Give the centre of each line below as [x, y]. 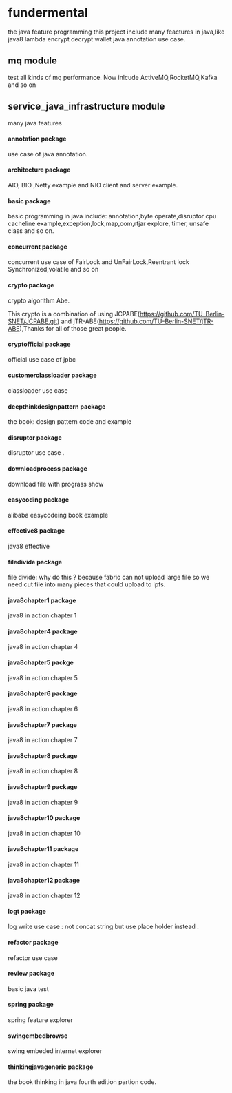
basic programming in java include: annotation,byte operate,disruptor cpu [112, 216]
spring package [31, 1005]
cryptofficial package [39, 344]
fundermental [48, 13]
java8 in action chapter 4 [43, 646]
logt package [27, 911]
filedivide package [35, 562]
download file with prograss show [56, 484]
